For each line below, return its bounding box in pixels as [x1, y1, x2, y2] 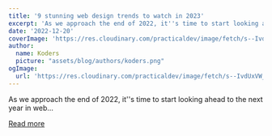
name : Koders [15, 49, 60, 57]
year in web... [8, 103, 54, 113]
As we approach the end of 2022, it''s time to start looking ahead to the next [8, 94, 263, 104]
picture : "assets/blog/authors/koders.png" [15, 57, 164, 66]
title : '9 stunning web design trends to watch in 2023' [8, 11, 205, 20]
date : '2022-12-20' [8, 27, 74, 35]
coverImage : [8, 34, 49, 43]
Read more [8, 118, 45, 128]
